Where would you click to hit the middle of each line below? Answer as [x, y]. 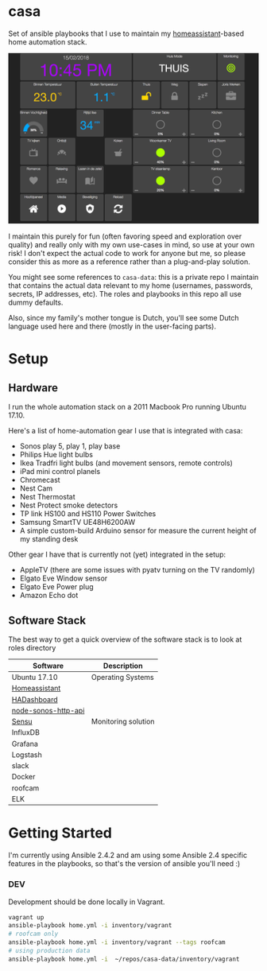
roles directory [32, 648]
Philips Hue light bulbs [56, 455]
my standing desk [49, 539]
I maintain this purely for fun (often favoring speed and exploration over [125, 236]
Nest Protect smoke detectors [69, 505]
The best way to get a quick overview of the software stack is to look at [125, 639]
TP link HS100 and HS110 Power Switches [88, 514]
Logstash [27, 755]
